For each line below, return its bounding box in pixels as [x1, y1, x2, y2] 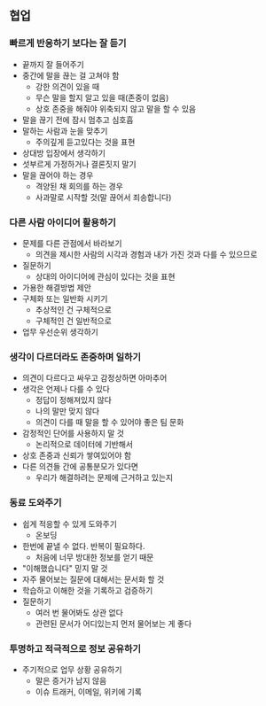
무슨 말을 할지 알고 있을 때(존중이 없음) [35, 92, 169, 103]
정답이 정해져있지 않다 [35, 395, 113, 406]
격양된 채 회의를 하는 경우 [35, 181, 124, 191]
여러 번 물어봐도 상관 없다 [35, 607, 124, 617]
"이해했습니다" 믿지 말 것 [21, 562, 108, 573]
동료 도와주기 [9, 497, 62, 509]
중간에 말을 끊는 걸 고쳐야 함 [21, 70, 120, 81]
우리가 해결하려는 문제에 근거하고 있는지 [35, 472, 174, 483]
